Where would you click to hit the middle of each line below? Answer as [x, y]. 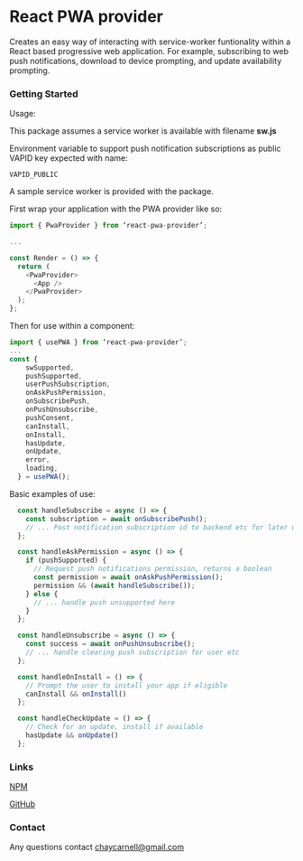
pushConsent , [50, 417]
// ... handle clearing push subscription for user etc [133, 652]
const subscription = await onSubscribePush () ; [116, 519]
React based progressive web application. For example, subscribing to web [149, 51]
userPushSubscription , [68, 384]
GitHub [23, 804]
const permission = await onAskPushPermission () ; [128, 577]
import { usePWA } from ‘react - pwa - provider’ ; [98, 342]
